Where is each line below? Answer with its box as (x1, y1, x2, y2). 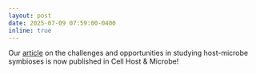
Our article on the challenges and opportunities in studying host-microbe (8, 49, 249, 58)
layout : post (8, 11, 52, 20)
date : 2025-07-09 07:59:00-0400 (8, 19, 116, 27)
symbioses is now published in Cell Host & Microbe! (8, 56, 179, 66)
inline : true (8, 26, 52, 34)
